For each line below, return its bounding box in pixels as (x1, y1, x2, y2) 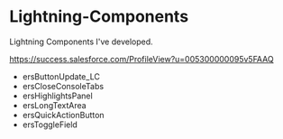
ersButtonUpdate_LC (22, 70, 101, 82)
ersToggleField (22, 119, 78, 130)
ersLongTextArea (22, 99, 87, 110)
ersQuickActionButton (22, 109, 105, 120)
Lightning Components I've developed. (9, 36, 153, 47)
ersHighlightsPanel (22, 90, 93, 101)
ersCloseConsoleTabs (22, 80, 105, 91)
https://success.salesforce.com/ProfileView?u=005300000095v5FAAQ (9, 53, 274, 64)
